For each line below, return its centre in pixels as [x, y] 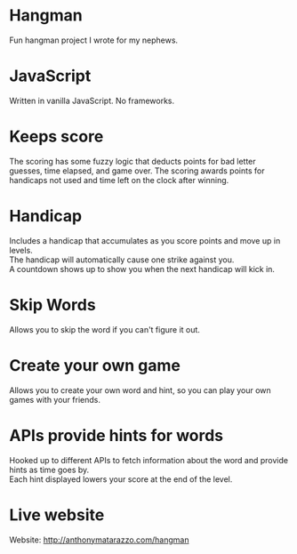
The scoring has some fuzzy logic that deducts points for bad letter [132, 161]
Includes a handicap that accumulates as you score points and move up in [145, 240]
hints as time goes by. [49, 470]
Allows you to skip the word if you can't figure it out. [104, 329]
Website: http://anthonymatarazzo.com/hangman [99, 540]
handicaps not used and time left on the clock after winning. [119, 180]
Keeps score [56, 136]
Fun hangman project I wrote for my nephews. [94, 40]
